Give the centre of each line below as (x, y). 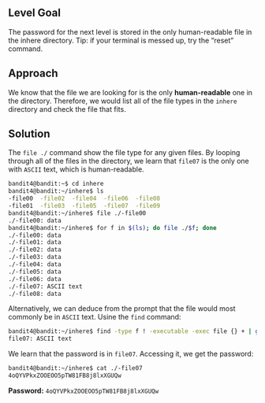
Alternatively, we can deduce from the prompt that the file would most (122, 309)
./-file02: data (35, 250)
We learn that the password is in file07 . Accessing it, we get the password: (131, 354)
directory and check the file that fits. (67, 109)
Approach (33, 74)
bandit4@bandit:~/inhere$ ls (56, 191)
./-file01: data (35, 242)
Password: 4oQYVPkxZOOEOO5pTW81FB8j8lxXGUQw (84, 390)
